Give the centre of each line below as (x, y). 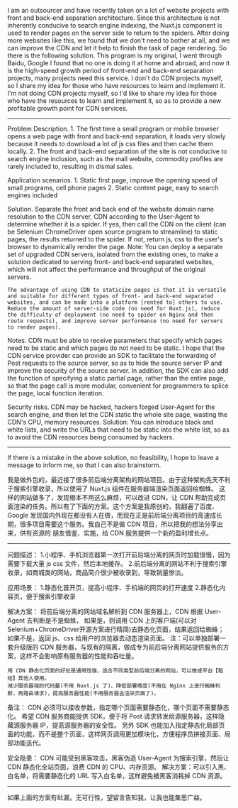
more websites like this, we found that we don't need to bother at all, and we (119, 40)
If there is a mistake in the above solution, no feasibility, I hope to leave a (113, 458)
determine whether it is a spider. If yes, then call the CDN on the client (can (117, 224)
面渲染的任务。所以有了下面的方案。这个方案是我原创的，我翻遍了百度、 (113, 506)
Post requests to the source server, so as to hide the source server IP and (115, 363)
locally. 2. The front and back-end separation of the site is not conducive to (117, 151)
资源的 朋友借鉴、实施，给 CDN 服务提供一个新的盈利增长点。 (122, 533)
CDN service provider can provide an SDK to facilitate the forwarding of (112, 355)
